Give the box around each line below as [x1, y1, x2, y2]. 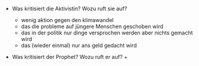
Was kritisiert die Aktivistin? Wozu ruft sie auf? [11, 5, 128, 12]
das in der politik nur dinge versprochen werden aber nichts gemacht [21, 29, 193, 36]
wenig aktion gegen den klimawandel [21, 17, 114, 23]
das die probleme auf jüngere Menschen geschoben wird [21, 23, 164, 30]
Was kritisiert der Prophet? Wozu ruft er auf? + [11, 54, 128, 60]
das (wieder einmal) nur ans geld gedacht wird [21, 42, 137, 49]
